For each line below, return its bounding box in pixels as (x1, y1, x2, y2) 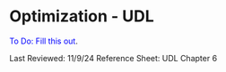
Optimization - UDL (9, 6, 154, 27)
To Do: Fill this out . (9, 36, 78, 46)
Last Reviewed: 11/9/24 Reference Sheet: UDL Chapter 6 (9, 52, 218, 63)
